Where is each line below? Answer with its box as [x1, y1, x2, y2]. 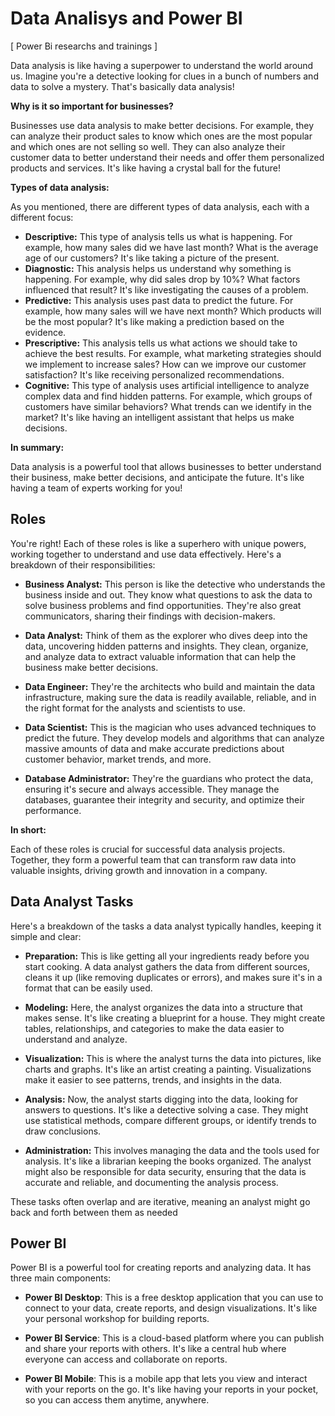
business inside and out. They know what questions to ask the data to [24, 588, 313, 601]
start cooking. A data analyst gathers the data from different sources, [24, 960, 311, 972]
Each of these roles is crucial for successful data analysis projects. [10, 843, 286, 855]
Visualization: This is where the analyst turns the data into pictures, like [24, 1052, 322, 1064]
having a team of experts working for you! [10, 482, 183, 494]
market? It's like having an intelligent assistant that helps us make [24, 411, 295, 423]
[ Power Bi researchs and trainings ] [10, 40, 158, 52]
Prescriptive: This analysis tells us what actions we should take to [24, 337, 298, 349]
